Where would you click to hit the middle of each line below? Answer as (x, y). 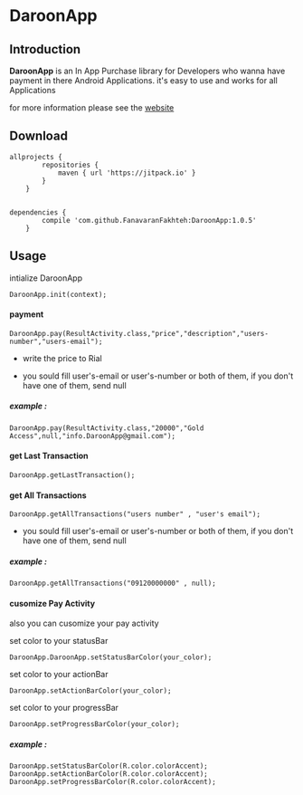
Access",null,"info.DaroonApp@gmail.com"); (93, 436)
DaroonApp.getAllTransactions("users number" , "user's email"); (135, 514)
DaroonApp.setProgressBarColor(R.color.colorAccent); (113, 782)
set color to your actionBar (59, 675)
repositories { (71, 165)
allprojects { (36, 157)
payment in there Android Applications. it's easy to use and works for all (143, 81)
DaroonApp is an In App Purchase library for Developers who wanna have (147, 71)
